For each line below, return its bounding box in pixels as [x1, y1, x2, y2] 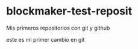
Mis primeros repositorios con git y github [6, 24, 110, 31]
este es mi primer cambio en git [6, 36, 85, 43]
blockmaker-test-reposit [6, 4, 133, 18]
